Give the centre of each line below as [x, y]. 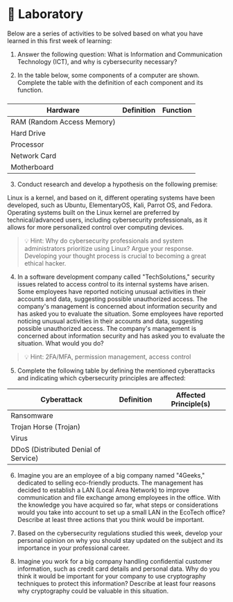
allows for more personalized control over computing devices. [96, 227]
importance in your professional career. [74, 548]
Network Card [34, 156]
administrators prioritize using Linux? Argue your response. [109, 248]
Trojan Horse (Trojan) [46, 427]
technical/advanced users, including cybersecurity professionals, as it [107, 220]
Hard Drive [28, 133]
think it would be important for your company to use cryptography [112, 576]
